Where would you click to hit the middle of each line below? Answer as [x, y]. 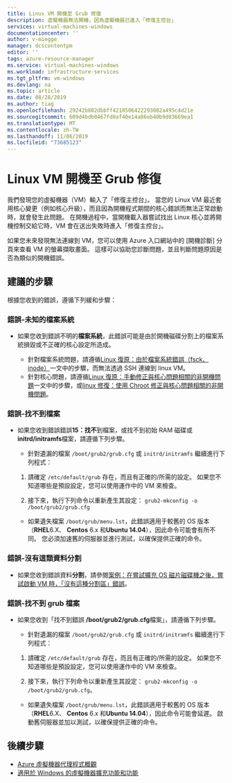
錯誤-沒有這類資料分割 [44, 558]
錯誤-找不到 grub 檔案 [44, 603]
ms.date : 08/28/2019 [37, 98]
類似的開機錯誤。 [43, 258]
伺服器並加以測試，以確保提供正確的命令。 [100, 722]
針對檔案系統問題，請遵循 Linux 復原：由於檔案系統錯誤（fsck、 [118, 360]
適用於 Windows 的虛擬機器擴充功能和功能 [78, 773]
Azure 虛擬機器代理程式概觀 [57, 764]
